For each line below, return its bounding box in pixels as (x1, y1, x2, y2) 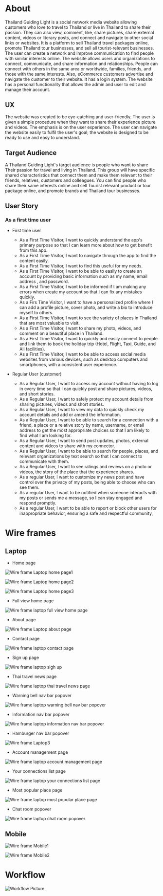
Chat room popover (12, 806, 52, 812)
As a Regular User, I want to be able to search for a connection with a (19, 417, 159, 423)
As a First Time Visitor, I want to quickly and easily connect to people (19, 336, 158, 342)
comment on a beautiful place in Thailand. (19, 330, 104, 336)
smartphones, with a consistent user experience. (19, 362, 118, 368)
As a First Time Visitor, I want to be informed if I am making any (19, 284, 146, 290)
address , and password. (19, 279, 69, 284)
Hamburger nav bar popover (12, 730, 70, 736)
